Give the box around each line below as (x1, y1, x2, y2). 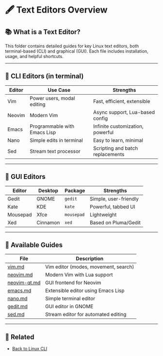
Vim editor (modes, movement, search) (45, 263, 134, 270)
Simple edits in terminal (30, 137, 83, 143)
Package (65, 187, 85, 194)
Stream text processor (30, 148, 81, 155)
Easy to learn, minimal (93, 137, 143, 143)
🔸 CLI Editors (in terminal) (5, 72, 84, 80)
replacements (93, 151, 125, 158)
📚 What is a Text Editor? (5, 28, 81, 36)
